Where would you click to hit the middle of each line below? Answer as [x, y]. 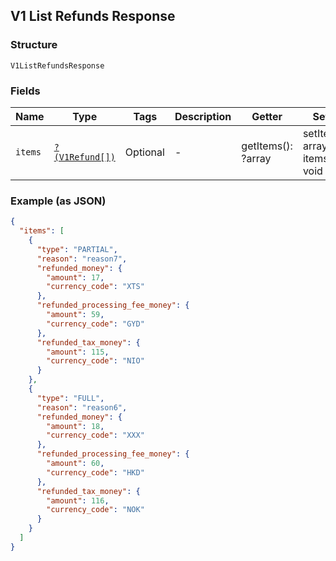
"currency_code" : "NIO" [95, 361]
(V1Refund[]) [84, 157]
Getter [267, 116]
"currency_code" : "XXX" [95, 435]
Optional [144, 152]
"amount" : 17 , [75, 277]
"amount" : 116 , [78, 500]
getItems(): [267, 146]
